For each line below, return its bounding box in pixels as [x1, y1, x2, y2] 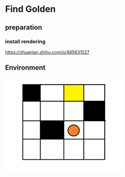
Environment [5, 63, 46, 72]
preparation [5, 23, 42, 32]
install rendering [5, 38, 46, 45]
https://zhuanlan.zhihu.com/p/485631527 [5, 49, 90, 55]
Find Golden [5, 3, 56, 15]
